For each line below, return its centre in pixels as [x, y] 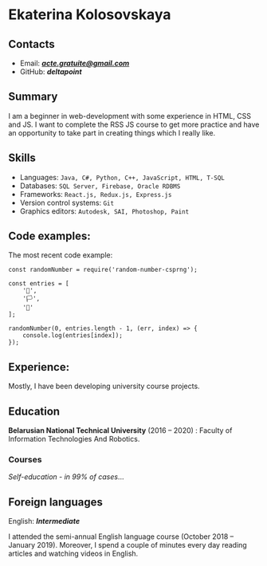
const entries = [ [39, 284]
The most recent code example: [61, 255]
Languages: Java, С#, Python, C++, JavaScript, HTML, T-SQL [122, 177]
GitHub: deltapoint [51, 72]
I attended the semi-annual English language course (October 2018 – [121, 537]
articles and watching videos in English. [73, 554]
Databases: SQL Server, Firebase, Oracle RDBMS [100, 186]
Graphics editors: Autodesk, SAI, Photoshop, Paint [104, 211]
